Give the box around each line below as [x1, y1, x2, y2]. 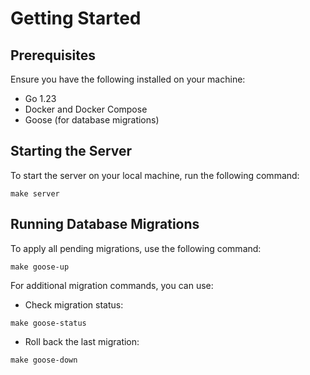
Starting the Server [10, 143, 133, 160]
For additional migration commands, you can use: [10, 279, 214, 291]
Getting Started [10, 7, 142, 30]
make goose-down [10, 355, 78, 365]
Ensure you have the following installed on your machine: [10, 73, 246, 85]
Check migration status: [24, 298, 124, 311]
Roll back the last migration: [24, 335, 140, 347]
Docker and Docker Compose [24, 103, 148, 115]
